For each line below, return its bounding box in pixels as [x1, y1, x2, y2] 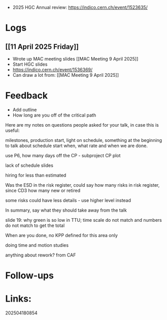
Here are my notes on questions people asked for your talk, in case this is [5, 122, 159, 128]
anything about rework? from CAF [5, 252, 76, 258]
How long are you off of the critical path [12, 112, 96, 118]
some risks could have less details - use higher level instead [5, 197, 131, 203]
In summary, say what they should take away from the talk [5, 207, 127, 213]
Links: [5, 293, 32, 305]
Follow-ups [5, 270, 54, 281]
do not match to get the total [5, 222, 65, 228]
